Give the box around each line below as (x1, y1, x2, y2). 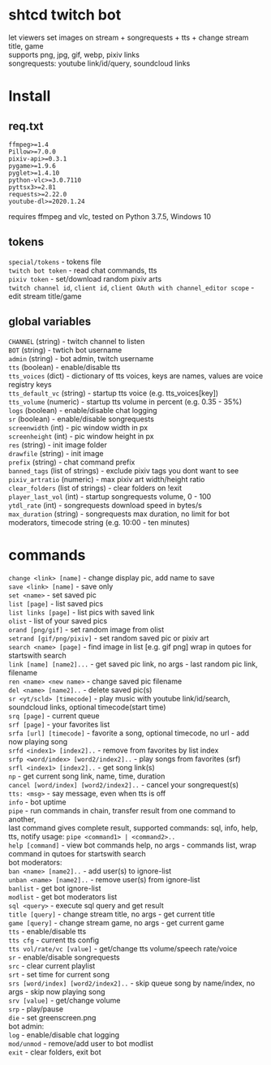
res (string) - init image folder (8, 440, 107, 450)
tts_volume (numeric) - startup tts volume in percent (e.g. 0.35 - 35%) (8, 396, 243, 407)
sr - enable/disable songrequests (8, 952, 120, 962)
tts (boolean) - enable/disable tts (8, 362, 121, 372)
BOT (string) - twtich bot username (8, 345, 123, 355)
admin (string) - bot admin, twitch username (8, 353, 154, 363)
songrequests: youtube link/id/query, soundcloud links (8, 58, 191, 68)
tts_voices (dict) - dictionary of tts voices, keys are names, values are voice (8, 371, 264, 381)
